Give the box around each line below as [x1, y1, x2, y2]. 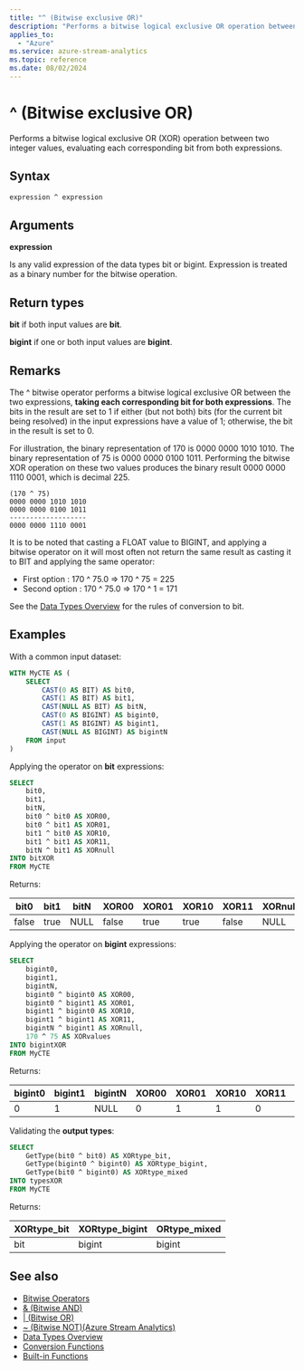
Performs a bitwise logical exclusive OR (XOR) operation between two [9, 132, 270, 143]
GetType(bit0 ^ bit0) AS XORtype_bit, [25, 1151, 172, 1160]
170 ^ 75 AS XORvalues [25, 1032, 111, 1041]
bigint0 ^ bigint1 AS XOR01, [25, 998, 136, 1008]
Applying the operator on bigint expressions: [9, 939, 176, 950]
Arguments [9, 217, 75, 233]
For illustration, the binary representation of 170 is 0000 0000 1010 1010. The [9, 443, 295, 454]
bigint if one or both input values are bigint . [9, 337, 173, 348]
